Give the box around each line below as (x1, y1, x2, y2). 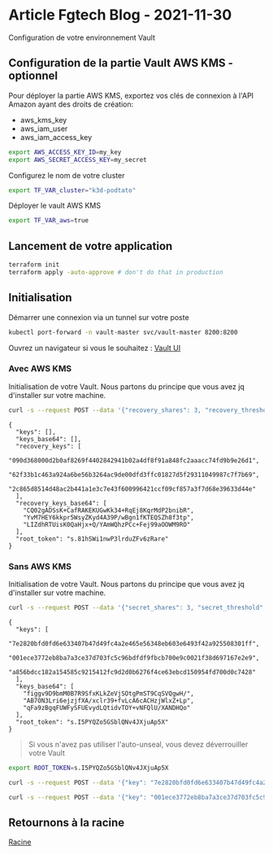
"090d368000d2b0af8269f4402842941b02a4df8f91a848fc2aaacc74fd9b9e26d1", (8, 456, 260, 465)
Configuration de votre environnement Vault (8, 33, 156, 42)
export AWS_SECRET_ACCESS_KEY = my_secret (8, 155, 148, 164)
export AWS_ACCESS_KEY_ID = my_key (8, 148, 122, 156)
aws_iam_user (19, 124, 68, 134)
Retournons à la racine (8, 816, 125, 830)
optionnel (8, 69, 58, 83)
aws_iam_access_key (19, 132, 93, 142)
